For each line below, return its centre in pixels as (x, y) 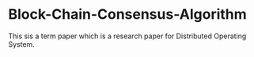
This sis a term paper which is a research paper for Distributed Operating (127, 36)
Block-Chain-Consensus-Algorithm (127, 14)
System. (22, 44)
